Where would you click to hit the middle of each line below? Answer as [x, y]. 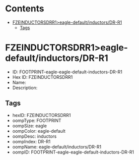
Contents [25, 9]
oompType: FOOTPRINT [37, 120]
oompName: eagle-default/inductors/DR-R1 [57, 147]
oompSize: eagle [30, 126]
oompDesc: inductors [35, 136]
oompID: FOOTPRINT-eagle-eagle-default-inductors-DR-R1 [73, 152]
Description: [25, 88]
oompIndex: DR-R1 [31, 141]
